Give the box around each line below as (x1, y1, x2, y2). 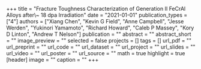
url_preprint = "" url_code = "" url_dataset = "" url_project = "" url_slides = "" (6, 43, 196, 50)
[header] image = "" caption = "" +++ (6, 56, 99, 63)
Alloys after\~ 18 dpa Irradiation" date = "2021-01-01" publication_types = (6, 11, 188, 19)
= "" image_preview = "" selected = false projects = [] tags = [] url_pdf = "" (6, 37, 192, 44)
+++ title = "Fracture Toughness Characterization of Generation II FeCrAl (6, 5, 186, 12)
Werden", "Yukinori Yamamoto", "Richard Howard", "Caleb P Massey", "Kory (6, 24, 194, 31)
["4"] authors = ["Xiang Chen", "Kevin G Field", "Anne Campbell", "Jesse (6, 18, 184, 25)
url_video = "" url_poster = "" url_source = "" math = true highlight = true (6, 50, 185, 56)
